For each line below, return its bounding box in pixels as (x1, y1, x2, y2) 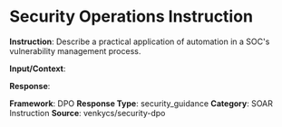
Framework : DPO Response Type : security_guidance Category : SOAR (9, 97, 274, 109)
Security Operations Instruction (9, 6, 254, 27)
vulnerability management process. (9, 45, 141, 56)
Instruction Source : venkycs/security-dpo (9, 107, 166, 118)
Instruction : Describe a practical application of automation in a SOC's (9, 36, 270, 47)
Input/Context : (9, 63, 66, 74)
